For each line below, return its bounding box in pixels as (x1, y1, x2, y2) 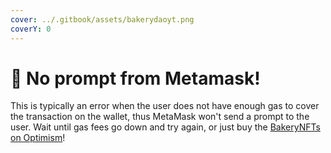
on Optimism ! (10, 132, 66, 144)
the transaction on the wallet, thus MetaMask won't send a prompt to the (10, 111, 310, 123)
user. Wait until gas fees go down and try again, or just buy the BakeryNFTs (10, 121, 321, 133)
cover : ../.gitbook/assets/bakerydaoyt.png (10, 14, 195, 25)
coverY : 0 (10, 24, 52, 34)
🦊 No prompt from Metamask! (10, 67, 261, 90)
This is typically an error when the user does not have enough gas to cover (10, 100, 320, 112)
